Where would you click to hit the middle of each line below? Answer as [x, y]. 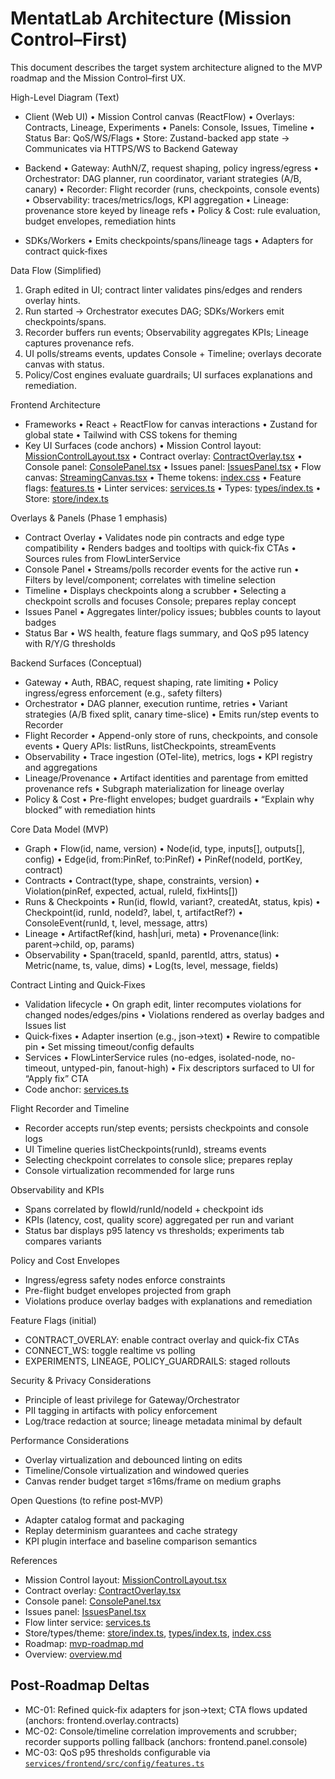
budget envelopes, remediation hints [100, 221]
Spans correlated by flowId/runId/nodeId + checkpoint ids [144, 1209]
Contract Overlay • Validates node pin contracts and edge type [154, 537]
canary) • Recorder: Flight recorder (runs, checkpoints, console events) [172, 189]
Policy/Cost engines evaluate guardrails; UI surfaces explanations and [168, 374]
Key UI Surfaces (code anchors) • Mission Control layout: [143, 445]
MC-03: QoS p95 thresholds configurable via [117, 1752]
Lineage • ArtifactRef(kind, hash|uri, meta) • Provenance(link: [152, 933]
